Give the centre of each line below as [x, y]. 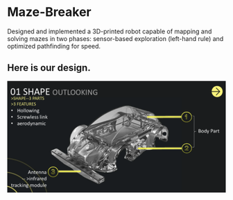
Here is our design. [49, 68]
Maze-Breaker [49, 12]
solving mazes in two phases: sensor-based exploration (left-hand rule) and [115, 38]
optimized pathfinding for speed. [54, 46]
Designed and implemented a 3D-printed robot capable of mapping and [110, 31]
